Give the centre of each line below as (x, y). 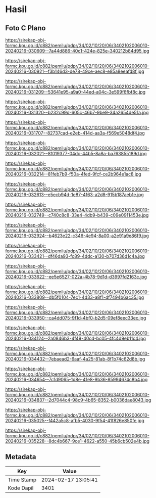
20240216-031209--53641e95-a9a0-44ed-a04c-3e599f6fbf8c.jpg (75, 92)
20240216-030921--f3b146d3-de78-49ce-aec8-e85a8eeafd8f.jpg (75, 71)
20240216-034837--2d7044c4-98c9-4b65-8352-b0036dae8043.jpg (78, 400)
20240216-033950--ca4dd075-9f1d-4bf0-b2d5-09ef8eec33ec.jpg (76, 318)
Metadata (21, 457)
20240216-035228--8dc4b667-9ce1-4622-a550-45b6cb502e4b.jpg (77, 441)
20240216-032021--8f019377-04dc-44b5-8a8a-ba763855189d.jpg (76, 153)
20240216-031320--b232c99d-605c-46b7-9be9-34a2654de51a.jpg (77, 112)
